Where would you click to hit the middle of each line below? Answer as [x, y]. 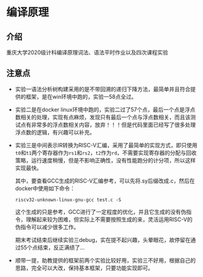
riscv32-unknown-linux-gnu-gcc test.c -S [68, 200]
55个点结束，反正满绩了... [52, 247]
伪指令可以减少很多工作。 [47, 227]
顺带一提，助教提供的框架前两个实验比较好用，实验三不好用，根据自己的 [105, 260]
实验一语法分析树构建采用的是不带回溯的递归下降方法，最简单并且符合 [103, 89]
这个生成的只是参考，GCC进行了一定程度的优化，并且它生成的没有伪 [101, 212]
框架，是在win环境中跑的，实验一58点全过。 [81, 96]
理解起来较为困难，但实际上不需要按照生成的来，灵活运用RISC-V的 [109, 219]
